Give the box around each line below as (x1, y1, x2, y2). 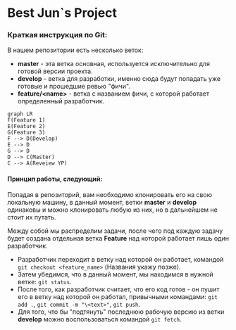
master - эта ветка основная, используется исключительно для (17, 60, 210, 68)
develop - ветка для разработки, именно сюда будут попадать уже (17, 75, 221, 83)
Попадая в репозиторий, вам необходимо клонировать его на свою (7, 190, 213, 198)
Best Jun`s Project (7, 5, 118, 21)
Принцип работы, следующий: (7, 174, 103, 184)
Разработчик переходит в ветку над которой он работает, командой (17, 255, 224, 263)
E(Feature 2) (7, 123, 46, 130)
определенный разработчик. (17, 97, 105, 106)
